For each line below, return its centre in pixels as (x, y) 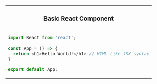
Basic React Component (78, 19)
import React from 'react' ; (42, 38)
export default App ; (33, 69)
